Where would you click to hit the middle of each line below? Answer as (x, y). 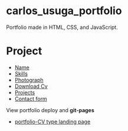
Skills (21, 73)
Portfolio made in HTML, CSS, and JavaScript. (62, 27)
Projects (25, 92)
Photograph (29, 80)
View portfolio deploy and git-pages (50, 110)
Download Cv (31, 86)
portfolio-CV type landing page (52, 122)
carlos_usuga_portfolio (64, 11)
